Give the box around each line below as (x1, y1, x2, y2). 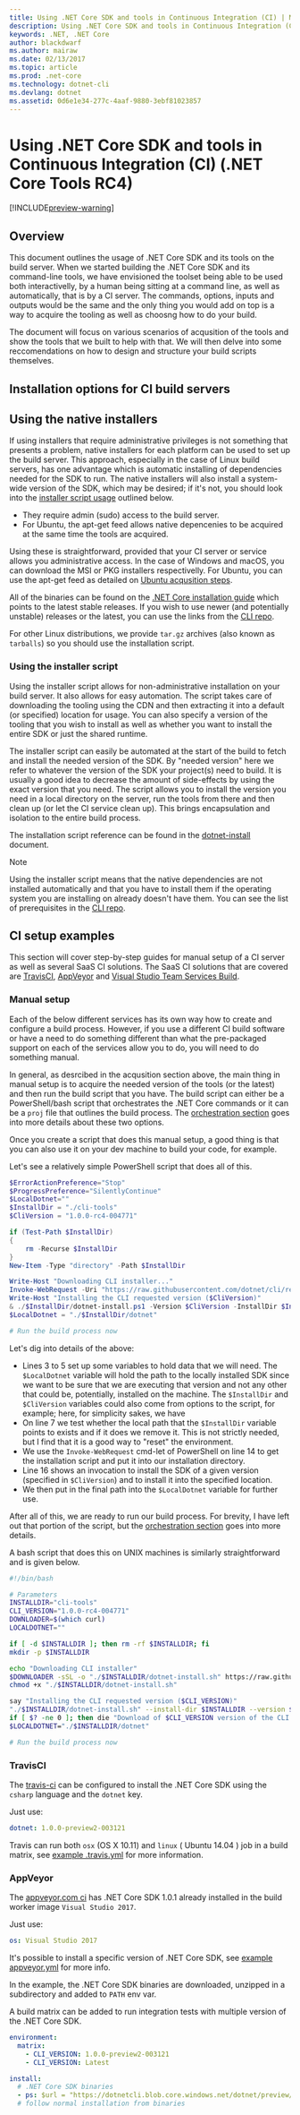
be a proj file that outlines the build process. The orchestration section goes (9, 1107, 290, 1117)
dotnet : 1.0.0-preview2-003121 (9, 1824, 126, 1833)
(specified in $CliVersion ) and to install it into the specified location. (21, 1474, 273, 1485)
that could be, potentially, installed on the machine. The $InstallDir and (21, 1389, 288, 1400)
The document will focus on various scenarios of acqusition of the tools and (9, 327, 289, 338)
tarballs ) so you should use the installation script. (9, 638, 195, 649)
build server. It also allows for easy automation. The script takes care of (9, 690, 272, 701)
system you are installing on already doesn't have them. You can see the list (9, 893, 288, 903)
